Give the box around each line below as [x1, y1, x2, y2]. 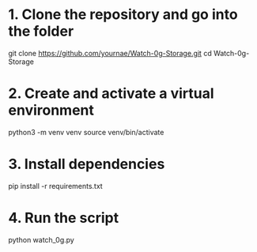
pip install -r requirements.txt [8, 181, 103, 190]
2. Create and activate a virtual [8, 85, 215, 103]
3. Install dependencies [8, 156, 165, 173]
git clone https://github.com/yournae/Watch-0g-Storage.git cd [8, 48, 212, 58]
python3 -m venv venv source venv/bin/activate [8, 127, 164, 137]
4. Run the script [8, 209, 119, 227]
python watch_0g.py [8, 235, 75, 244]
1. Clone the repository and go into [8, 6, 239, 24]
